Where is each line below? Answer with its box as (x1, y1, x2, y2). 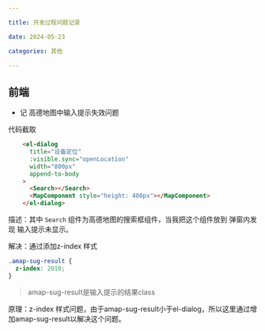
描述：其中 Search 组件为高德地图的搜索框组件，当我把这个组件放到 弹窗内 (8, 215, 251, 224)
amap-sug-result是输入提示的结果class (27, 287, 156, 297)
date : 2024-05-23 (8, 32, 66, 40)
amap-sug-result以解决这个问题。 (14, 314, 126, 323)
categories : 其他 (8, 47, 63, 55)
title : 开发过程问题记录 (8, 18, 81, 26)
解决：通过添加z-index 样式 (8, 242, 97, 251)
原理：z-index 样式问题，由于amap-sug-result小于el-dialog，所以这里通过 (8, 304, 251, 314)
